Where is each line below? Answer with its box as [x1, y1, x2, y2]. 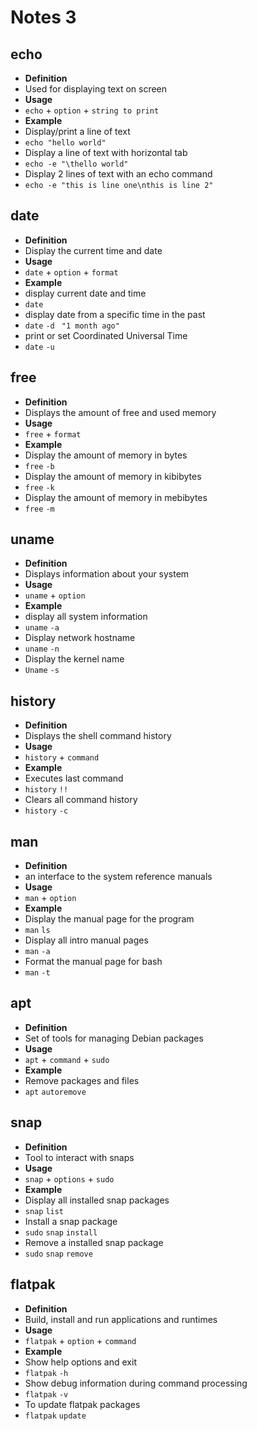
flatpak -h [24, 1368, 69, 1378]
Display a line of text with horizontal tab [24, 147, 188, 158]
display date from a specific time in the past [24, 308, 206, 320]
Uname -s [24, 666, 60, 676]
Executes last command [24, 772, 124, 785]
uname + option [24, 589, 86, 601]
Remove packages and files [24, 1074, 140, 1086]
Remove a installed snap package [24, 1236, 164, 1248]
